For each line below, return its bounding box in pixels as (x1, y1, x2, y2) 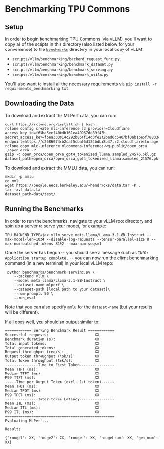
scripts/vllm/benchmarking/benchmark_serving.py (12, 67, 113, 72)
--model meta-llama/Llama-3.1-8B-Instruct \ (14, 278, 106, 283)
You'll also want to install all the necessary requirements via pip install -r (5, 81, 157, 87)
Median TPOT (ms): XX (5, 388, 99, 393)
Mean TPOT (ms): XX (5, 384, 99, 389)
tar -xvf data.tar (5, 187, 42, 192)
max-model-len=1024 (5, 237, 45, 242)
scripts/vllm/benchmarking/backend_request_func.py (12, 57, 120, 62)
